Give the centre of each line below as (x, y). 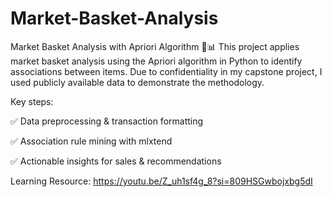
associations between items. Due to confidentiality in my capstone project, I (166, 71)
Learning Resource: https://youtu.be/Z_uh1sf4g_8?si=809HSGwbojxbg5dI (161, 181)
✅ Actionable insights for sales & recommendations (116, 161)
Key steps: (32, 101)
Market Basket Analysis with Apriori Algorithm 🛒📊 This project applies (155, 46)
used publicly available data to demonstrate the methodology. (137, 82)
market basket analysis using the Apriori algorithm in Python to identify (156, 61)
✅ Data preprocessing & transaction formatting (107, 121)
